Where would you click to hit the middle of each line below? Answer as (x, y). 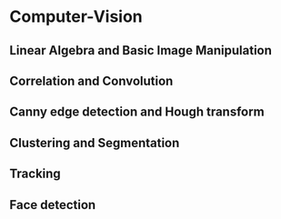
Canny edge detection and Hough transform (137, 112)
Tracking (35, 174)
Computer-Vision (76, 17)
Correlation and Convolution (91, 80)
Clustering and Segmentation (95, 143)
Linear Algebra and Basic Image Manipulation (141, 50)
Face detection (53, 205)
